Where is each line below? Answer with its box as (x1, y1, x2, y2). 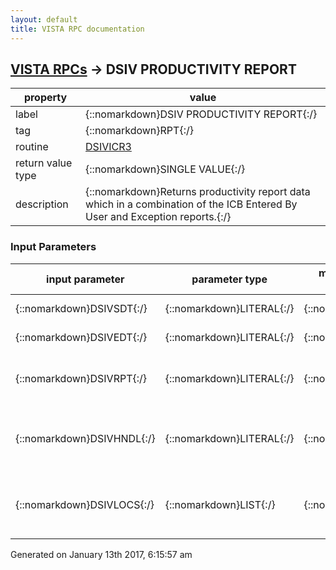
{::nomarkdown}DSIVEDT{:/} (15, 330, 148, 344)
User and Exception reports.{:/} (85, 210, 232, 224)
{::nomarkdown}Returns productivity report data (85, 185, 311, 199)
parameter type (191, 272, 268, 286)
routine (15, 140, 49, 154)
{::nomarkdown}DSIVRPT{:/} (15, 371, 148, 385)
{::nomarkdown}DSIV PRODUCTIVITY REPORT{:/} (85, 107, 318, 121)
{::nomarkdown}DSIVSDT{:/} (15, 301, 148, 315)
